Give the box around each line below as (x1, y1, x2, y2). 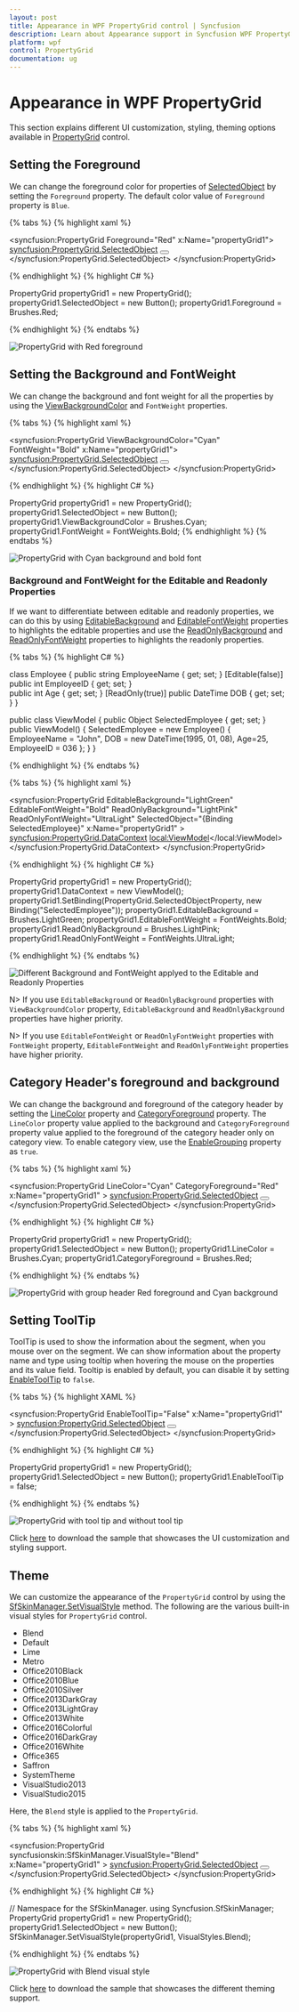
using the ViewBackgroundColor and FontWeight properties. (9, 400, 229, 410)
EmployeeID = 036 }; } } (9, 742, 96, 753)
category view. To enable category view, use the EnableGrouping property (9, 1136, 282, 1147)
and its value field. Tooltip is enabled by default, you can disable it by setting (9, 1365, 290, 1376)
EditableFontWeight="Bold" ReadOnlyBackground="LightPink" (9, 804, 238, 814)
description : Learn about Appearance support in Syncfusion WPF (9, 29, 253, 38)
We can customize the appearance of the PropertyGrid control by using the (9, 1592, 287, 1603)
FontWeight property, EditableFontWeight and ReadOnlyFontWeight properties (9, 1039, 289, 1050)
